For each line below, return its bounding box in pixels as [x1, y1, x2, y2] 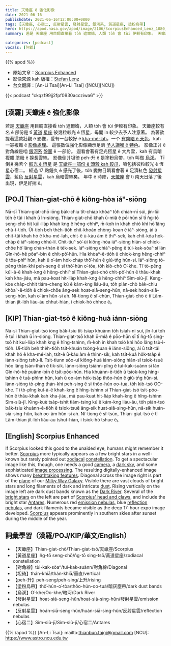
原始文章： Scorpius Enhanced [12, 69, 76, 75]
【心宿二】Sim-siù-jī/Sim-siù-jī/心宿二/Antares [12, 619, 110, 625]
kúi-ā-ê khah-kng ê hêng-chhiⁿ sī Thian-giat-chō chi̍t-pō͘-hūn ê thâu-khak [5, 269, 161, 275]
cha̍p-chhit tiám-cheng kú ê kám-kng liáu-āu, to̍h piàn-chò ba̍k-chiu [14, 281, 158, 287]
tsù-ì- [154, 339, 165, 346]
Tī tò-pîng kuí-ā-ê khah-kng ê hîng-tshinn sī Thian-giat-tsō [15, 387, 139, 393]
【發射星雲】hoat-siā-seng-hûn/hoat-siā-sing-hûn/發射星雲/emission [12, 596, 159, 602]
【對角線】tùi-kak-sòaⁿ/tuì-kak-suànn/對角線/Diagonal [12, 564, 127, 570]
